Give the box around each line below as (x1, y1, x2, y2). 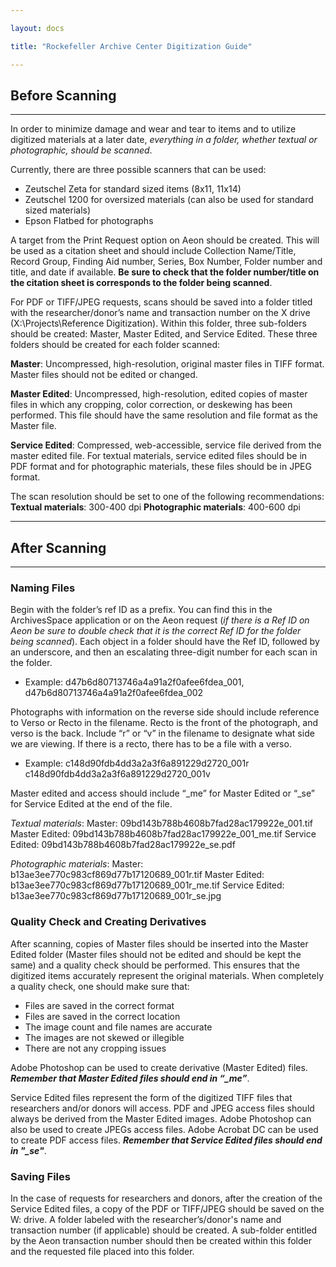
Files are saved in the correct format (24, 999, 175, 1011)
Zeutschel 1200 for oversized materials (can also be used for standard (24, 194, 314, 206)
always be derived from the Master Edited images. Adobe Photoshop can (10, 1112, 312, 1125)
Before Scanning (10, 87, 117, 104)
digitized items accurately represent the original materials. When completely (10, 969, 325, 981)
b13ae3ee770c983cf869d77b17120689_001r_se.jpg (10, 890, 222, 902)
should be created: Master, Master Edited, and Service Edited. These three (10, 328, 318, 340)
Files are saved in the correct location (24, 1010, 181, 1022)
